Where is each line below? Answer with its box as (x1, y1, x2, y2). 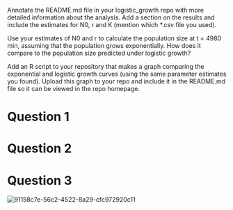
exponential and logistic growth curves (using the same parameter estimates (7, 70, 227, 78)
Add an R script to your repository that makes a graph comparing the (7, 63, 204, 70)
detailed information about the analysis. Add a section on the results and (7, 13, 215, 22)
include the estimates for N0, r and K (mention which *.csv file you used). (7, 21, 217, 29)
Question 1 (7, 109, 70, 124)
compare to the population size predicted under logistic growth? (7, 49, 191, 57)
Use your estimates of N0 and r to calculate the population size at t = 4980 (7, 34, 222, 42)
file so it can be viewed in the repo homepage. (7, 85, 140, 92)
